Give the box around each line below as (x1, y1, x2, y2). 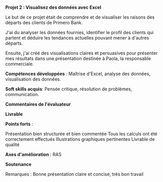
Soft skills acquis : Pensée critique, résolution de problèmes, (5, 86, 132, 92)
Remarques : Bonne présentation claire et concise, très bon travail (5, 171, 144, 177)
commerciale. (5, 61, 34, 67)
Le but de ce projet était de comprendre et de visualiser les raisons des (5, 14, 155, 20)
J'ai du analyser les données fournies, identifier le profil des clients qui (5, 29, 154, 35)
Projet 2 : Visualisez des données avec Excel (5, 5, 102, 10)
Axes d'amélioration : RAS (5, 151, 62, 157)
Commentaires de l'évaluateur (5, 101, 71, 107)
